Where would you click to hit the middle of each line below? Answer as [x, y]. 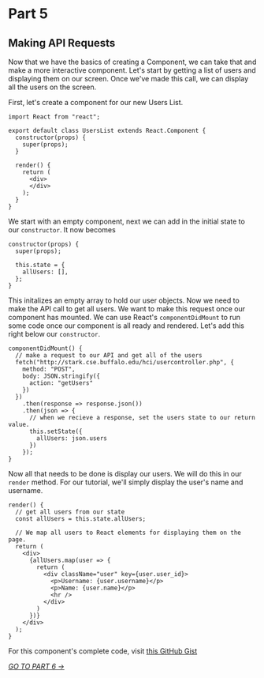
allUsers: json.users [72, 439]
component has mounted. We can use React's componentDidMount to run [125, 317]
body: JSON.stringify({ [61, 376]
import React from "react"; [54, 117]
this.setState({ [56, 431]
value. [19, 424]
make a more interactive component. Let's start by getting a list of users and [132, 70]
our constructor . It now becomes [62, 230]
